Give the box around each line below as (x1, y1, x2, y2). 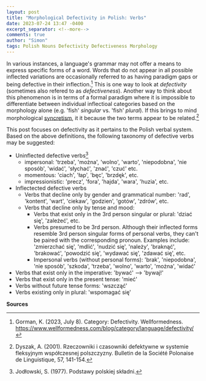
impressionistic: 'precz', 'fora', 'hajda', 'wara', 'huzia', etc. (24, 178, 169, 185)
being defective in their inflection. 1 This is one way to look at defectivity (6, 79, 187, 88)
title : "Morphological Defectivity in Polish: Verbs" (6, 15, 147, 21)
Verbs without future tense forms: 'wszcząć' (15, 282, 128, 289)
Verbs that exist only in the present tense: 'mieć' (15, 275, 138, 282)
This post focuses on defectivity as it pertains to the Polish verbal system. (6, 126, 193, 134)
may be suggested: (6, 139, 55, 146)
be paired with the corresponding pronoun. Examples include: (33, 236, 190, 244)
